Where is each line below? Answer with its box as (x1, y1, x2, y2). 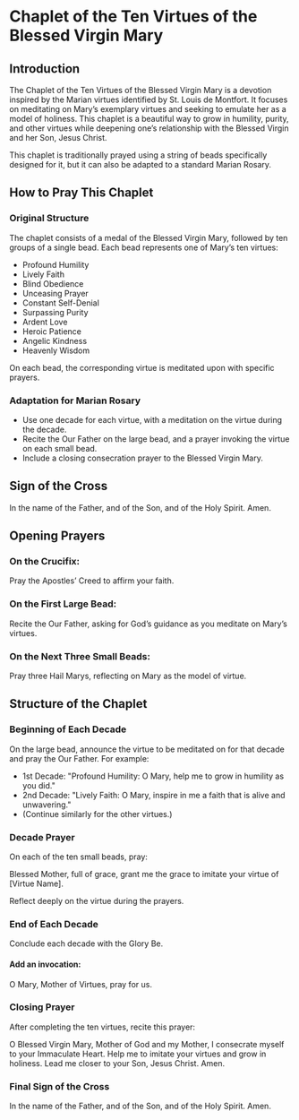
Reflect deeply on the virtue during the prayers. (9, 896, 184, 907)
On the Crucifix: (9, 556, 81, 568)
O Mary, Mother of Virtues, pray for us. (9, 978, 152, 989)
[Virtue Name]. (9, 878, 64, 889)
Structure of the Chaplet (9, 696, 148, 711)
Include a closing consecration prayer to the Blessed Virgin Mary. (21, 452, 264, 463)
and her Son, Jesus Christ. (9, 133, 107, 142)
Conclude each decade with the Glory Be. (9, 938, 164, 949)
